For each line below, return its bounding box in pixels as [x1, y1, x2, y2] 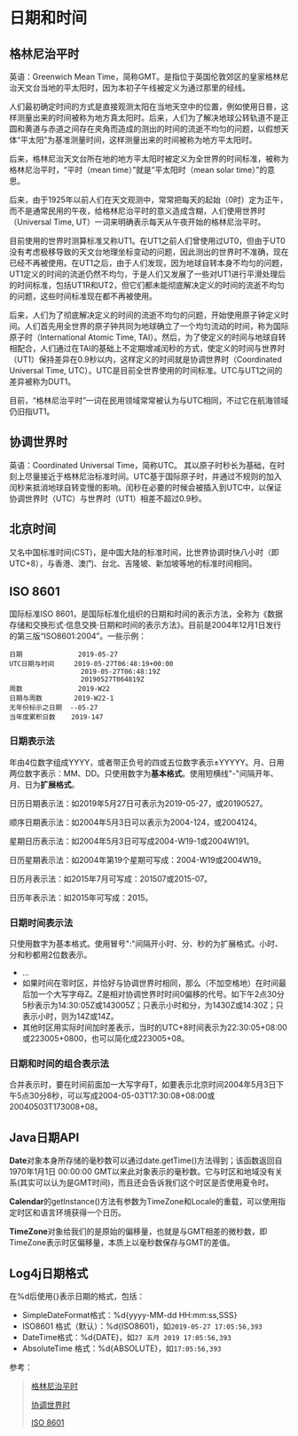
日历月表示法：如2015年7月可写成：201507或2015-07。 [9, 873, 213, 883]
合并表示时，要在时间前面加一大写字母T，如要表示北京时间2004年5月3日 [9, 1079, 277, 1090]
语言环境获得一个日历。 [39, 1207, 126, 1218]
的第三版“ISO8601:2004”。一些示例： [9, 631, 146, 641]
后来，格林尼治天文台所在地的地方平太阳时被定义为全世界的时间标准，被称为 [9, 153, 289, 164]
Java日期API [9, 1130, 80, 1145]
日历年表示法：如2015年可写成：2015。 [9, 892, 153, 903]
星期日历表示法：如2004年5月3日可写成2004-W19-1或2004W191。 [9, 836, 255, 846]
